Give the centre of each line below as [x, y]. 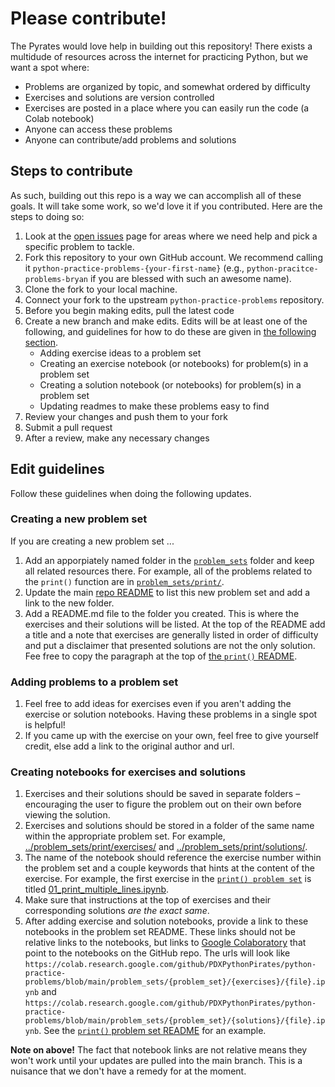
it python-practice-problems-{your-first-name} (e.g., [134, 268]
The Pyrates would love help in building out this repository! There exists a [161, 46]
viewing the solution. [67, 815]
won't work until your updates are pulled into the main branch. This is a [156, 1061]
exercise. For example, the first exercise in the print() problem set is [168, 879]
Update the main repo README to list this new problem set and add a [167, 592]
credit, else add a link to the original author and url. [129, 746]
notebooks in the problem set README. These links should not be [160, 932]
